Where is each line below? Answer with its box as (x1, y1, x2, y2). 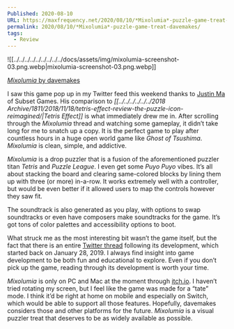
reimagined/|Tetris (7, 112, 61, 121)
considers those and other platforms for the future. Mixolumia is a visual (7, 307, 214, 315)
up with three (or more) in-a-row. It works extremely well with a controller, (7, 177, 219, 185)
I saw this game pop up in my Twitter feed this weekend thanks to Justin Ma (7, 90, 226, 98)
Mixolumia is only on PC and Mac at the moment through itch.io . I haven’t (7, 277, 217, 286)
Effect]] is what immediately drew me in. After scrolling (61, 112, 219, 121)
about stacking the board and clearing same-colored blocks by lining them (7, 170, 221, 178)
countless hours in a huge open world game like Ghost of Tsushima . (7, 134, 203, 143)
